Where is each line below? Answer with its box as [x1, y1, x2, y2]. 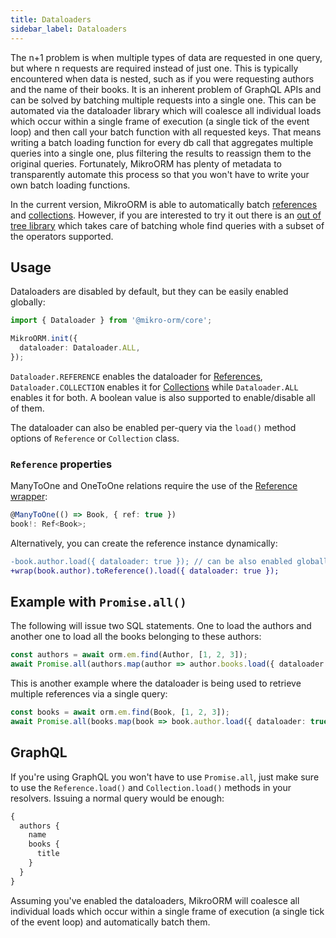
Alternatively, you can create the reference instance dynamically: [10, 537, 278, 549]
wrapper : [10, 491, 48, 503]
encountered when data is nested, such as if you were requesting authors [10, 72, 315, 85]
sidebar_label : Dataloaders [10, 24, 128, 34]
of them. [10, 402, 45, 414]
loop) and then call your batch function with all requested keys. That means [10, 126, 322, 138]
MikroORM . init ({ [10, 334, 78, 344]
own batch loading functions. [10, 179, 131, 191]
